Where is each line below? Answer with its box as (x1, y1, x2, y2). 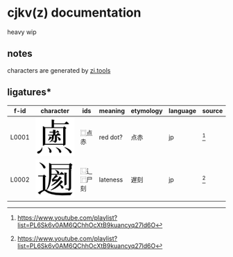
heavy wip (7, 28, 37, 36)
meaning (98, 107, 126, 115)
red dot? (98, 133, 123, 141)
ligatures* (7, 87, 52, 98)
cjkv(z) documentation (7, 5, 141, 21)
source (202, 107, 223, 115)
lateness (98, 175, 123, 184)
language (169, 107, 196, 115)
